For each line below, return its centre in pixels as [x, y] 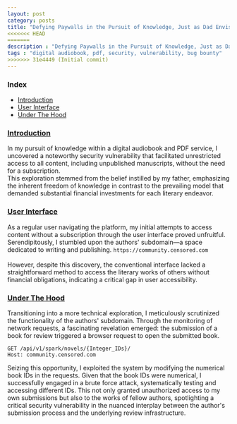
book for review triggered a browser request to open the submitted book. [114, 335]
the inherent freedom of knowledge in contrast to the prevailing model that [116, 186]
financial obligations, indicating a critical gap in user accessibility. [102, 279]
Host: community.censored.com [52, 355]
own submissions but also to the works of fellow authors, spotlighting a [111, 398]
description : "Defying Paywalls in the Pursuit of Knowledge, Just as [115, 47]
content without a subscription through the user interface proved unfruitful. [116, 234]
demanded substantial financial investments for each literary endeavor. [110, 193]
